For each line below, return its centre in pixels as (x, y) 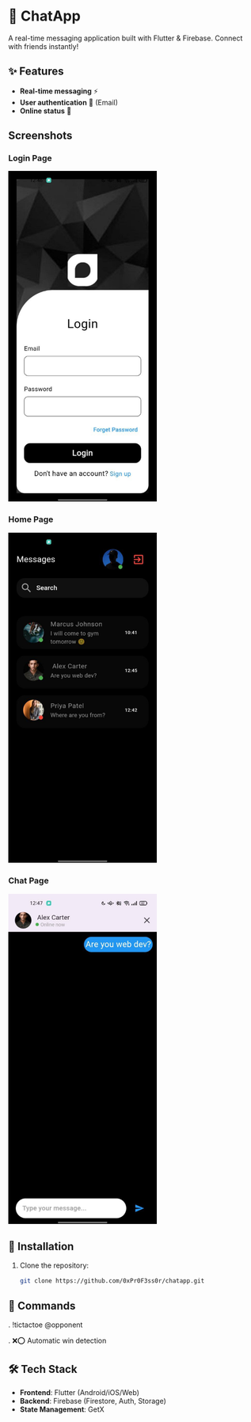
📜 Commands (42, 1306)
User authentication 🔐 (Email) (69, 102)
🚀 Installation (41, 1246)
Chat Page (29, 880)
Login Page (30, 158)
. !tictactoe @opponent (46, 1325)
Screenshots (40, 136)
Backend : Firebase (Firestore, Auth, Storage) (93, 1401)
